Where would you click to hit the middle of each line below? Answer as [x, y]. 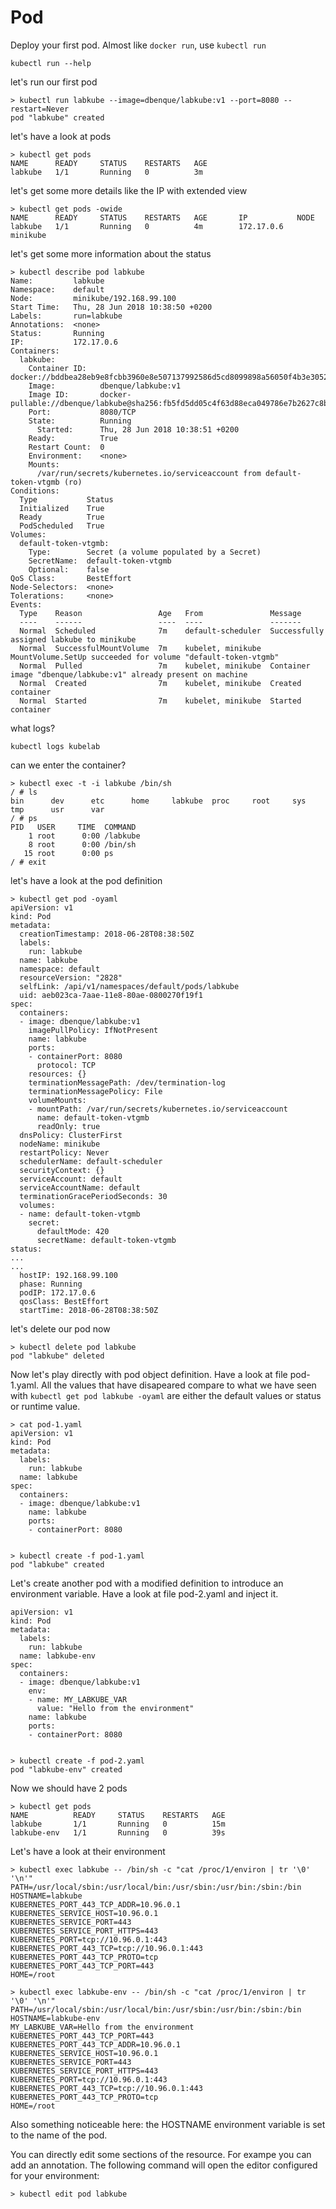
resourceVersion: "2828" [71, 977]
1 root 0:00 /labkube [84, 836]
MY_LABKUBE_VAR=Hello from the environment [102, 2027]
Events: [26, 604]
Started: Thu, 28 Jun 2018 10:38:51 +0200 [138, 429]
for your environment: [55, 2175]
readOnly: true [68, 1126]
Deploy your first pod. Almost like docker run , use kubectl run [138, 45]
